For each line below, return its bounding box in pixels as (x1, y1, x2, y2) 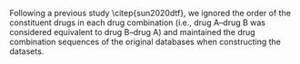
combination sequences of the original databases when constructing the (9, 36, 282, 47)
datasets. (9, 46, 45, 57)
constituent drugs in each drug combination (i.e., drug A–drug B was (9, 17, 266, 28)
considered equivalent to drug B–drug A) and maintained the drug (9, 27, 256, 37)
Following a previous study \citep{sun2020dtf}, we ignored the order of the (9, 8, 291, 18)
